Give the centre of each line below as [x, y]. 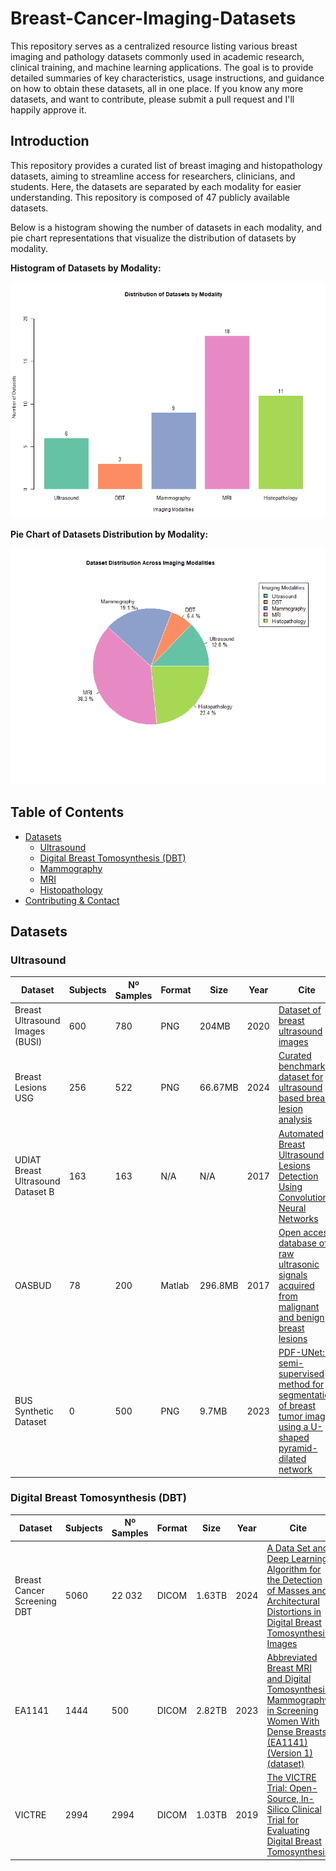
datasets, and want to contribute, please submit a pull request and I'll [152, 99]
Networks [298, 1218]
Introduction [50, 141]
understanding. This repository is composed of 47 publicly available [150, 197]
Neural [292, 1208]
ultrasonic [299, 1264]
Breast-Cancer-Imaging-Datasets [153, 18]
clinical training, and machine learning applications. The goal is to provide [162, 67]
